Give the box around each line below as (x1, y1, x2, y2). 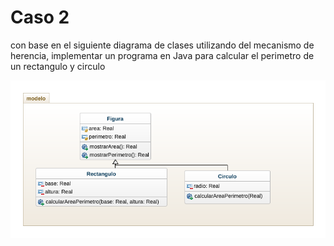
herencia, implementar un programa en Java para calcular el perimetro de (10, 49, 315, 61)
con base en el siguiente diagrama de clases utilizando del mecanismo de (10, 39, 315, 51)
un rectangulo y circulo (10, 60, 106, 72)
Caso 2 (10, 6, 70, 29)
